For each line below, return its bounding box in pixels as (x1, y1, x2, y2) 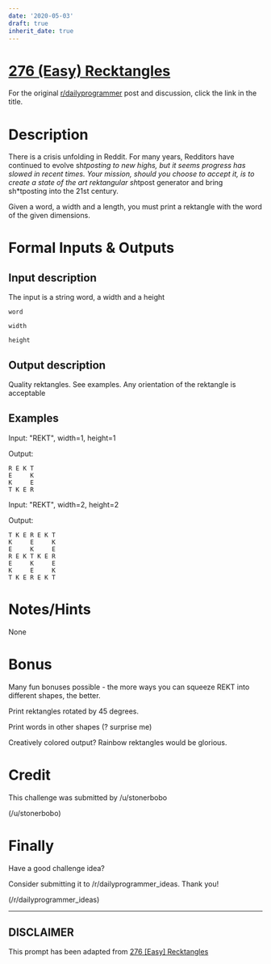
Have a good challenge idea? (8, 863, 105, 873)
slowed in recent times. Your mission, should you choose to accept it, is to (8, 169, 255, 179)
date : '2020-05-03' (8, 11, 74, 20)
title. (8, 97, 23, 107)
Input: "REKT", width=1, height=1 (8, 433, 116, 443)
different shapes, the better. (8, 690, 101, 700)
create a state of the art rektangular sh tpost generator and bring (8, 178, 223, 187)
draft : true (8, 19, 48, 27)
